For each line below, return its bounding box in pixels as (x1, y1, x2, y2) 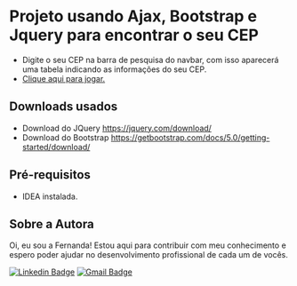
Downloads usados (9, 99, 118, 115)
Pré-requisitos (9, 167, 92, 183)
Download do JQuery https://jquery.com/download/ (21, 123, 212, 133)
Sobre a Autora (9, 216, 95, 232)
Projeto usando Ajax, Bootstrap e (9, 6, 258, 27)
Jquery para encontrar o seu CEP (9, 25, 260, 45)
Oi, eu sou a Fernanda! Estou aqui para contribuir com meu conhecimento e (9, 240, 286, 250)
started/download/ (21, 141, 91, 152)
